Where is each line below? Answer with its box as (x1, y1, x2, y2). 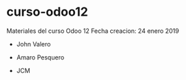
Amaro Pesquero (16, 53, 65, 62)
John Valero (16, 40, 51, 48)
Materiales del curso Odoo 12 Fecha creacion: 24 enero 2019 (6, 27, 180, 35)
